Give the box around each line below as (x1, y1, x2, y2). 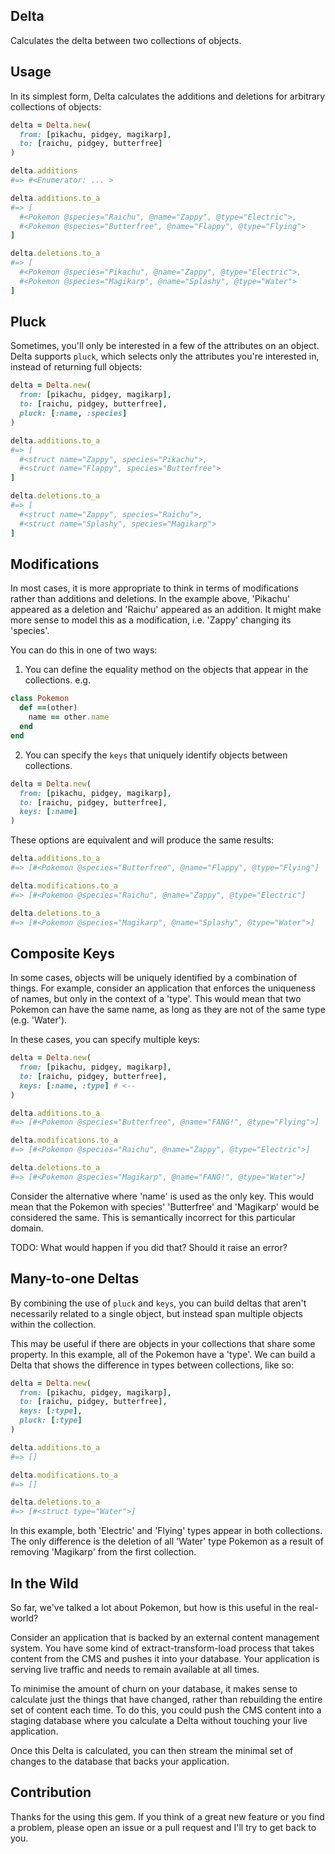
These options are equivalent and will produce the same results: (10, 834, 275, 846)
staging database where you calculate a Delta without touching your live (10, 1714, 308, 1726)
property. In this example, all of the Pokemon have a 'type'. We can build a (10, 1348, 316, 1360)
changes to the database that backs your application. (10, 1755, 230, 1767)
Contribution (10, 1784, 92, 1801)
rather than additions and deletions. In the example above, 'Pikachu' (10, 593, 291, 605)
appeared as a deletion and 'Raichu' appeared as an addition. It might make (10, 604, 322, 616)
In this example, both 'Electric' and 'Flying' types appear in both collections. (10, 1525, 323, 1537)
